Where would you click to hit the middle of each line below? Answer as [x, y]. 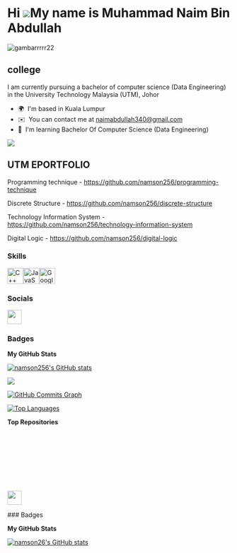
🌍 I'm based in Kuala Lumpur [62, 108]
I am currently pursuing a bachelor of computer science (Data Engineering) [117, 87]
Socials [20, 298]
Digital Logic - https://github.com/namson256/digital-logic [92, 238]
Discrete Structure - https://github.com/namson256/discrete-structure [110, 203]
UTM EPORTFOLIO [49, 165]
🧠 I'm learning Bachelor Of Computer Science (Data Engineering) [113, 129]
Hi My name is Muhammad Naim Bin [119, 13]
